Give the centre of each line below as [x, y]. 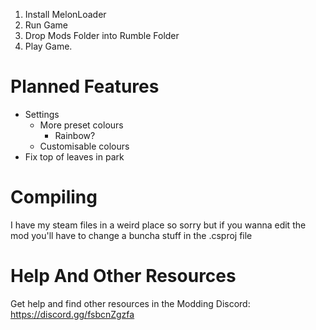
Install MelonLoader [65, 14]
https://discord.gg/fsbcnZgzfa [72, 314]
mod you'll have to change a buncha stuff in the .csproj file [131, 235]
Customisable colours [84, 146]
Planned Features [85, 86]
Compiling [54, 197]
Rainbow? [75, 135]
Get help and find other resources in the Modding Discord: [130, 303]
